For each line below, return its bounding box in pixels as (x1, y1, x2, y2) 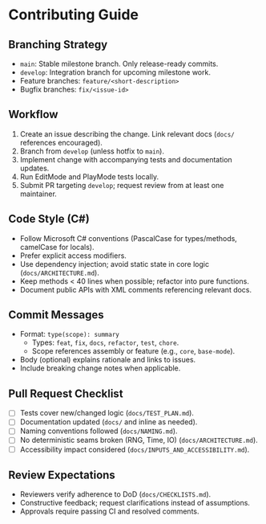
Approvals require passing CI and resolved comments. (19, 506, 199, 516)
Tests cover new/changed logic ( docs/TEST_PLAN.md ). (19, 408, 195, 418)
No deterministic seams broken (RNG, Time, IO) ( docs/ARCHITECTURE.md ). (19, 436, 258, 445)
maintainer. (19, 189, 58, 199)
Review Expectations (8, 468, 116, 481)
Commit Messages (8, 308, 104, 322)
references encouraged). (19, 137, 103, 147)
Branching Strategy (8, 38, 108, 51)
